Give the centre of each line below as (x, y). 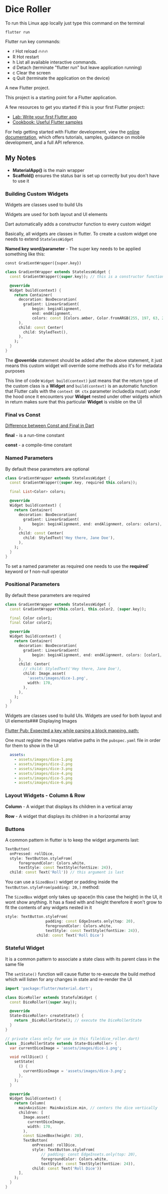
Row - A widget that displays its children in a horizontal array (68, 816)
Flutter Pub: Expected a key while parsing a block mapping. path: (72, 730)
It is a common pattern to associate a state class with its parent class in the (82, 959)
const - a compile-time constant (38, 445)
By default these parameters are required (47, 595)
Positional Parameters (32, 584)
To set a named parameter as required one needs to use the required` (77, 566)
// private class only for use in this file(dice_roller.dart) (72, 1038)
